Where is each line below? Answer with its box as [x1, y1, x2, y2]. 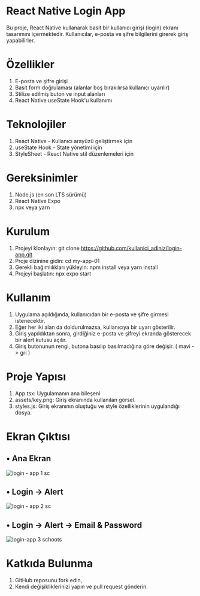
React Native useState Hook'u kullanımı [14, 96, 113, 104]
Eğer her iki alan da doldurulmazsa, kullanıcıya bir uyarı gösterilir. [14, 323, 175, 331]
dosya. [14, 409, 32, 416]
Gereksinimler [6, 171, 78, 184]
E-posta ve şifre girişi [14, 77, 68, 84]
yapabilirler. [6, 37, 35, 44]
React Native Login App [6, 4, 126, 18]
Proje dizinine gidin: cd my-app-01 [14, 257, 100, 264]
